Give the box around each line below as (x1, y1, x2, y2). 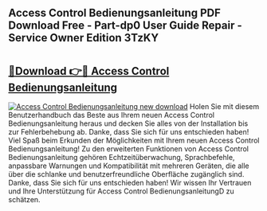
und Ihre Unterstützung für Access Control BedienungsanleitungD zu (8, 186, 234, 196)
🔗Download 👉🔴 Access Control (8, 64, 170, 78)
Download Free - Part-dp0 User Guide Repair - (8, 19, 243, 33)
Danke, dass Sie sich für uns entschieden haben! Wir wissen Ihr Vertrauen (8, 178, 252, 187)
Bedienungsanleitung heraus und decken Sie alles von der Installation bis (8, 119, 249, 128)
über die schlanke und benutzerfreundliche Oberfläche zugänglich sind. (8, 170, 245, 178)
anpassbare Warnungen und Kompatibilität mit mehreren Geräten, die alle (8, 161, 249, 170)
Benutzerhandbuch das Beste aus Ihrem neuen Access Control (8, 111, 215, 119)
